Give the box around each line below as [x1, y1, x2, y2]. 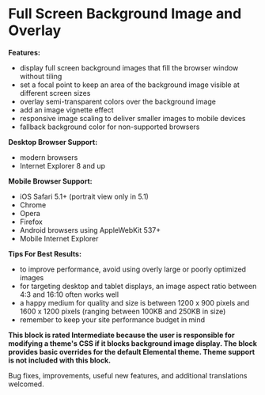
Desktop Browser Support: [8, 137, 98, 146]
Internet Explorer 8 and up [19, 161, 105, 170]
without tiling [19, 71, 62, 81]
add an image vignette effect [19, 104, 114, 115]
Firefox [19, 217, 44, 226]
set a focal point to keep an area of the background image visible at [19, 80, 240, 89]
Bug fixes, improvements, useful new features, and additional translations [8, 370, 248, 380]
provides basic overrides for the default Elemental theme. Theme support [8, 347, 256, 356]
